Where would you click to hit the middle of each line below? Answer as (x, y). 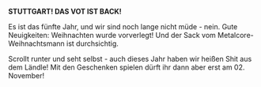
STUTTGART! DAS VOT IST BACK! (65, 11)
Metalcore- (236, 35)
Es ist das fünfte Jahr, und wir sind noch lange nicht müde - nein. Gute (123, 26)
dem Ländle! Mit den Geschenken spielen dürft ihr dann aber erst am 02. (127, 67)
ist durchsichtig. (92, 43)
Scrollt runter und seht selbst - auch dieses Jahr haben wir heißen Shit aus (130, 59)
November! (26, 76)
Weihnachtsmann (36, 43)
